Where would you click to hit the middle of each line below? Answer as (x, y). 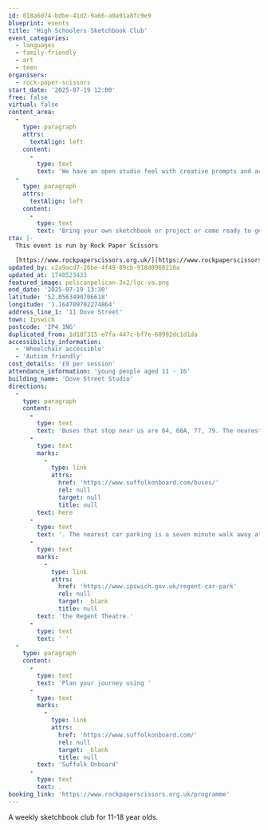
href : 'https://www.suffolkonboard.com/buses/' (139, 483)
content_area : (32, 113)
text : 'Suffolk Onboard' (78, 765)
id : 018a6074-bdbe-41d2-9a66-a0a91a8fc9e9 (80, 16)
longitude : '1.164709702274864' (62, 305)
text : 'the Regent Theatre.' (85, 616)
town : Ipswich (32, 319)
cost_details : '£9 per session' (62, 364)
